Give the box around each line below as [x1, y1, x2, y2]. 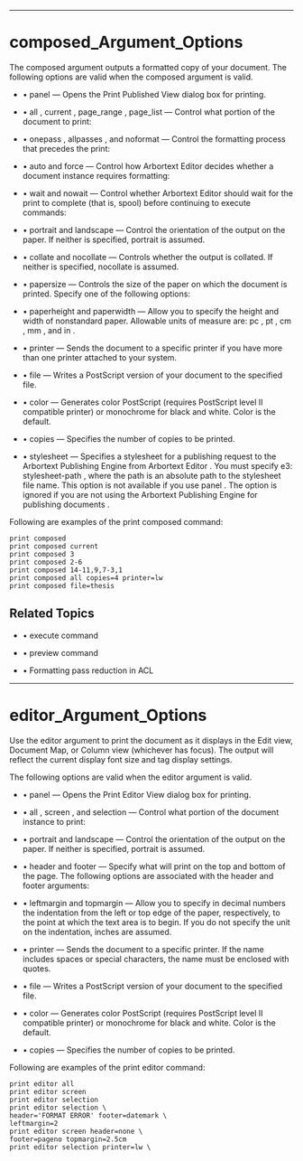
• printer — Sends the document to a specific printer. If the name [22, 943, 264, 954]
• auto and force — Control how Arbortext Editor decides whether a [22, 160, 274, 172]
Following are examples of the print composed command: [9, 516, 224, 527]
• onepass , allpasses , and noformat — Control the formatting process [22, 133, 286, 145]
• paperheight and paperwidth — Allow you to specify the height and [22, 305, 280, 316]
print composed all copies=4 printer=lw [9, 573, 164, 583]
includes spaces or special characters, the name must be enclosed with [22, 953, 290, 964]
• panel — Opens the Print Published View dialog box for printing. [22, 89, 266, 99]
